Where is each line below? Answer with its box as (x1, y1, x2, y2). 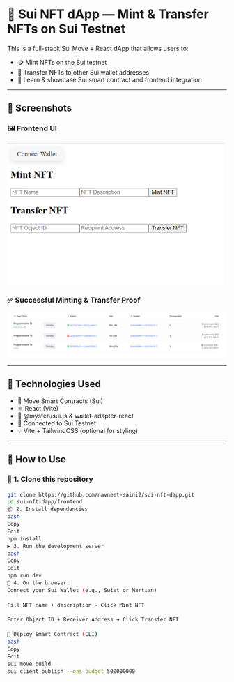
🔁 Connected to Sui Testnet (17, 418, 96, 427)
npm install (7, 535, 42, 543)
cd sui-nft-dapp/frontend (7, 499, 82, 506)
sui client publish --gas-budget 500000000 (7, 667, 136, 675)
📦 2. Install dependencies (7, 506, 88, 513)
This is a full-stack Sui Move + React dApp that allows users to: (7, 44, 189, 52)
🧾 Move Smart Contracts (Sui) (17, 397, 103, 405)
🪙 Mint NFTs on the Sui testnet (17, 58, 107, 66)
